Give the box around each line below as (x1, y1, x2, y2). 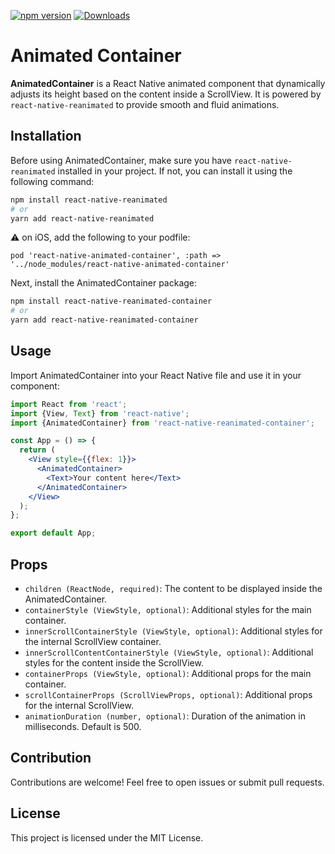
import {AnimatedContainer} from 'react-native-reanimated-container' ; (10, 418, 315, 428)
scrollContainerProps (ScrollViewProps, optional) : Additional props (24, 689, 313, 700)
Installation (10, 128, 82, 145)
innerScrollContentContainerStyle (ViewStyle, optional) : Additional (24, 646, 314, 658)
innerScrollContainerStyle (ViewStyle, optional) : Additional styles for (24, 625, 323, 637)
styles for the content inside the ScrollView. (24, 657, 204, 669)
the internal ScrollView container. (24, 636, 162, 647)
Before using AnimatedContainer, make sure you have (10, 154, 232, 166)
